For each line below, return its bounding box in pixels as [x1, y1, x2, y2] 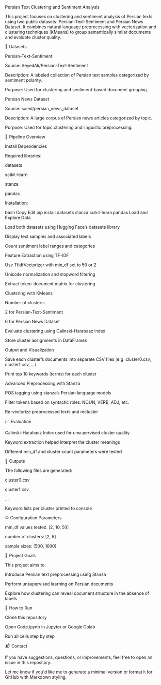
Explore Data [5, 215, 31, 220]
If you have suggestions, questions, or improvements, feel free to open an [5, 654, 153, 660]
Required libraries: [5, 153, 42, 158]
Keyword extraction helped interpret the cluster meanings [5, 439, 120, 445]
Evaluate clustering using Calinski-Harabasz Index [5, 328, 106, 333]
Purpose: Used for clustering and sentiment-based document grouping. [5, 87, 148, 92]
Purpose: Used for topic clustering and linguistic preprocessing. [5, 124, 133, 130]
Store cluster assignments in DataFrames [5, 337, 87, 343]
